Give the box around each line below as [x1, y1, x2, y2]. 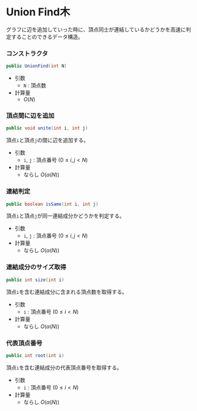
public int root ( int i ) [6, 352, 65, 359]
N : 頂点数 [23, 82, 46, 89]
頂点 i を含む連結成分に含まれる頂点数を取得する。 [6, 288, 128, 295]
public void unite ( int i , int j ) [6, 125, 88, 131]
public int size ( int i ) [6, 277, 65, 283]
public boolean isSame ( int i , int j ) [6, 201, 99, 207]
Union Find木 [6, 5, 71, 19]
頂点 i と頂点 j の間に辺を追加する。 [6, 136, 89, 144]
